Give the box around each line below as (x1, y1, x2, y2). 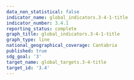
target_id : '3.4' (6, 64, 50, 71)
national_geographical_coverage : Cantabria (6, 43, 118, 49)
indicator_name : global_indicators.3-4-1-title (6, 14, 129, 20)
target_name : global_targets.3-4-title (6, 59, 107, 65)
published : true (6, 48, 47, 54)
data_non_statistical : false (6, 8, 80, 15)
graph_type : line (6, 37, 50, 43)
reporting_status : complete (6, 25, 77, 32)
